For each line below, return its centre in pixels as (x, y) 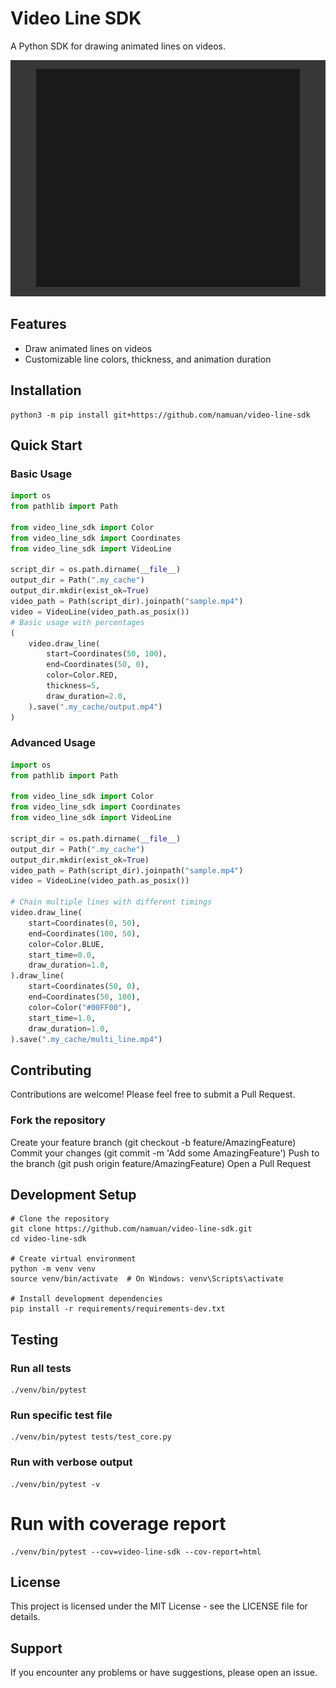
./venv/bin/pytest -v (55, 1484)
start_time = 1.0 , (62, 1018)
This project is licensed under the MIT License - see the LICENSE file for (159, 1606)
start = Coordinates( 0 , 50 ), (84, 923)
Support (36, 1648)
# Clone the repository (60, 1219)
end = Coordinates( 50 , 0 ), (98, 665)
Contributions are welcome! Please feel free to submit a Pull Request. (153, 1094)
